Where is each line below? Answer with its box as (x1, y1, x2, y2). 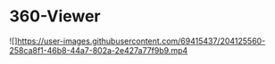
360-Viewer (9, 6, 101, 27)
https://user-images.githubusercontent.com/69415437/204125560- (17, 36, 266, 46)
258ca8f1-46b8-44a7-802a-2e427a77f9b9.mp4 (9, 44, 188, 55)
